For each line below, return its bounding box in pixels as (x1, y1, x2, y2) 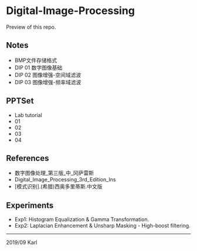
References (6, 153, 49, 163)
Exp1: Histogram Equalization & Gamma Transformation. (14, 216, 150, 223)
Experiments (6, 200, 54, 210)
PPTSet (6, 96, 34, 106)
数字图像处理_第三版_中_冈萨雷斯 (14, 170, 94, 177)
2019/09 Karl (6, 239, 38, 246)
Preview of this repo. (6, 23, 56, 30)
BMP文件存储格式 (14, 57, 57, 64)
